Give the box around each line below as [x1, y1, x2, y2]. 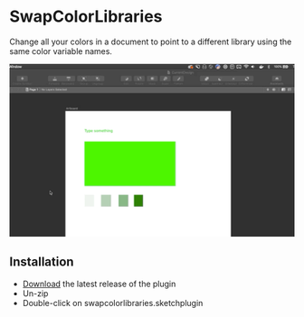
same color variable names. [9, 45, 113, 56]
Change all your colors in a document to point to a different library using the [9, 36, 292, 47]
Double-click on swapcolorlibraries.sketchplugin [22, 297, 204, 308]
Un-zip [22, 287, 49, 299]
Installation [9, 255, 74, 270]
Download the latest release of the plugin [22, 278, 176, 289]
